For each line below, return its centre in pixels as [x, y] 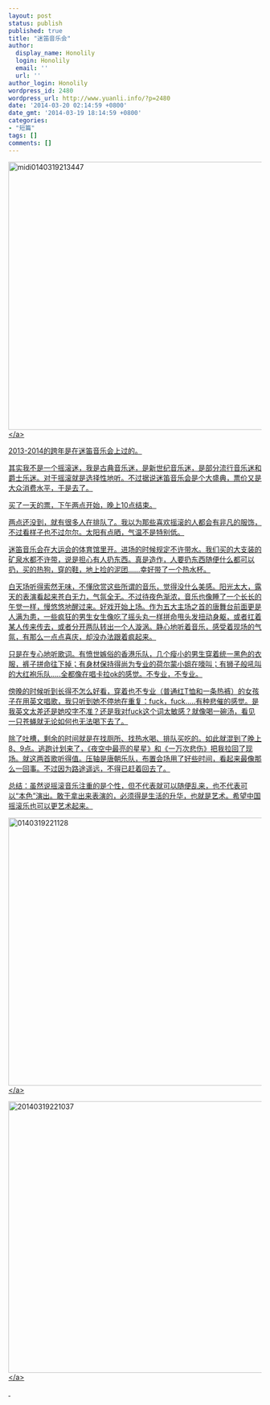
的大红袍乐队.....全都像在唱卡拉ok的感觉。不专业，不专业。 [106, 674]
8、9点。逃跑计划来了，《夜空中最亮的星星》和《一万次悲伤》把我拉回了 [127, 748]
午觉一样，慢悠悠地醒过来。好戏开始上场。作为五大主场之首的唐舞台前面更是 [135, 606]
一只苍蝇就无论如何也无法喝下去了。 [68, 721]
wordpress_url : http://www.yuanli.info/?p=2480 [90, 98]
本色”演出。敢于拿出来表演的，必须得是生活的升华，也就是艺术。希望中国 [140, 795]
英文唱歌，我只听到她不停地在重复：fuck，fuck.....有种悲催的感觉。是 [144, 701]
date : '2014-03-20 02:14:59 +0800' [68, 105]
